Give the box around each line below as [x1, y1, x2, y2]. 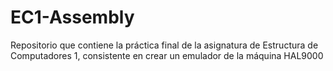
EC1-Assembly [10, 6, 135, 29]
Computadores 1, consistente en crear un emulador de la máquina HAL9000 [10, 49, 324, 61]
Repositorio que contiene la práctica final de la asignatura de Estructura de [10, 39, 319, 51]
